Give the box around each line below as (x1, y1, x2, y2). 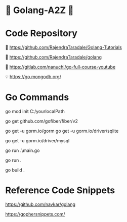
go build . (5, 167, 25, 173)
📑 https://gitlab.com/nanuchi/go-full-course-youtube (5, 64, 116, 70)
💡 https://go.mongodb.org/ (5, 74, 62, 80)
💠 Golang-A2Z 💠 (5, 5, 74, 16)
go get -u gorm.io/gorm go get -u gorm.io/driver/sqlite (5, 128, 119, 134)
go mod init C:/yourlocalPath (5, 108, 65, 115)
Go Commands (5, 92, 69, 103)
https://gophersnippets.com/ (5, 211, 65, 217)
